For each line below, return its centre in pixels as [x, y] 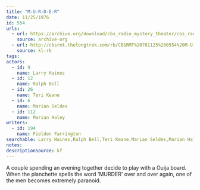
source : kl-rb [34, 51]
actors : [16, 62]
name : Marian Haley [41, 117]
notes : [14, 145]
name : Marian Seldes [42, 106]
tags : [13, 56]
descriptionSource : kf [34, 151]
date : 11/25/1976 [28, 17]
